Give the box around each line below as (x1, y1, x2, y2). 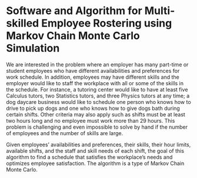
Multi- (144, 4, 175, 18)
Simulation (6, 42, 60, 55)
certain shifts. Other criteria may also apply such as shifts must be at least (6, 110, 185, 118)
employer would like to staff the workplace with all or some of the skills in (6, 79, 184, 86)
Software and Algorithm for (6, 4, 142, 18)
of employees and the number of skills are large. (6, 129, 123, 136)
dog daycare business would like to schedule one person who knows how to (6, 98, 191, 105)
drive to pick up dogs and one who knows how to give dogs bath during (6, 105, 181, 112)
